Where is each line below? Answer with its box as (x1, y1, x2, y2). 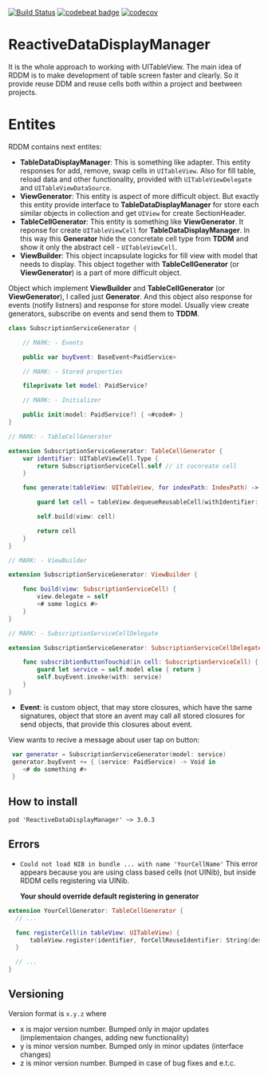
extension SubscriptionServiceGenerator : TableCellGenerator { (8, 447, 223, 455)
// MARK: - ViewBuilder (8, 556, 88, 564)
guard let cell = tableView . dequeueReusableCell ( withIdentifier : (37, 498, 259, 507)
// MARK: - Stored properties (22, 368, 124, 376)
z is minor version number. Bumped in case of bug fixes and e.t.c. (19, 1058, 236, 1067)
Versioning (8, 987, 64, 1001)
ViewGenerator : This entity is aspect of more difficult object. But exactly (19, 191, 259, 201)
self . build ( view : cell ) (37, 512, 116, 520)
